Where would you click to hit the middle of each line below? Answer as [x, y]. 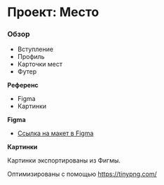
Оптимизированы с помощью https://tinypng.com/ [82, 174]
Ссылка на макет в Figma [55, 133]
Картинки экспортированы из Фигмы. [64, 160]
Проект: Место [53, 12]
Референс [23, 85]
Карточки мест [40, 64]
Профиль [31, 57]
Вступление [35, 49]
